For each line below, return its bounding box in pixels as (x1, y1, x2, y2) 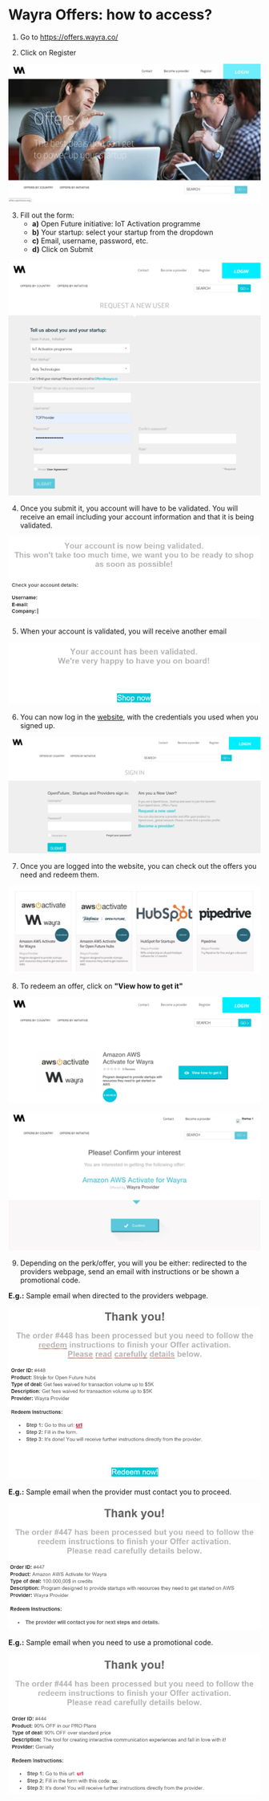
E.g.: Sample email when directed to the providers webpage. (8, 1290, 209, 1300)
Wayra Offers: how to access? (8, 6, 213, 24)
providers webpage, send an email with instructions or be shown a (19, 1266, 240, 1276)
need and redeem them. (19, 870, 100, 879)
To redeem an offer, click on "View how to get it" (19, 981, 183, 991)
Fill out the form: (19, 210, 74, 220)
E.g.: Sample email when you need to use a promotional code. (8, 1638, 214, 1648)
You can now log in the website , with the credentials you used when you (19, 712, 259, 722)
